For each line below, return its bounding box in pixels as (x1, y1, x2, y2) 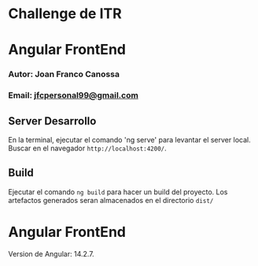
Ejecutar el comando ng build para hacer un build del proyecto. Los (8, 187, 228, 197)
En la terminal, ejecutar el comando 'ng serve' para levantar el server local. (8, 135, 251, 145)
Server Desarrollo (8, 114, 97, 127)
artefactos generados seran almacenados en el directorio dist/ (8, 195, 214, 205)
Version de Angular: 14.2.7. (8, 249, 94, 258)
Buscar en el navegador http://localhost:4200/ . (8, 143, 167, 153)
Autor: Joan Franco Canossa (8, 68, 120, 79)
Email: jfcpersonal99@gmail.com (8, 90, 139, 101)
